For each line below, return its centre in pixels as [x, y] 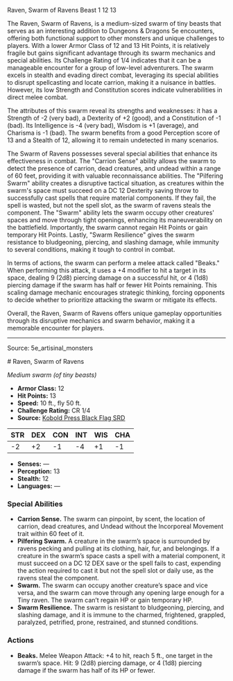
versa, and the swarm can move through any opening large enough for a [121, 593]
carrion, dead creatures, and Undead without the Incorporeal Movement [120, 526]
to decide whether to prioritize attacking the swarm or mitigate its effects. [112, 300]
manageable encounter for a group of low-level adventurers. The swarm [110, 68]
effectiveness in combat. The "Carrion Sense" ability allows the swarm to [112, 161]
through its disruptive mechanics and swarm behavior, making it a [101, 321]
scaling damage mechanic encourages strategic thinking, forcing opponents [116, 292]
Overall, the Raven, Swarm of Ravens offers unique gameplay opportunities [114, 313]
